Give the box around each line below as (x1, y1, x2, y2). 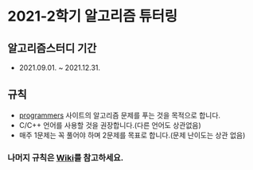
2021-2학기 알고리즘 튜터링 (7, 7, 178, 25)
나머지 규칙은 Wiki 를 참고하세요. (7, 152, 124, 163)
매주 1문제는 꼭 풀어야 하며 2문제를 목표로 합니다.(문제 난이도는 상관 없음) (18, 130, 246, 140)
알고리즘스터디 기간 (7, 41, 97, 55)
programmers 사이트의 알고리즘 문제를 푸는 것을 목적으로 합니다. (18, 110, 220, 120)
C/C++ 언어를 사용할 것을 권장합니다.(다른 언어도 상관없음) (18, 120, 202, 129)
